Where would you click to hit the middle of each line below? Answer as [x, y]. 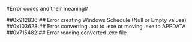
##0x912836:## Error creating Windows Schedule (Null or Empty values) [97, 20]
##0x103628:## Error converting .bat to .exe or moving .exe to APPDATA [96, 26]
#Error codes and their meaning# [47, 9]
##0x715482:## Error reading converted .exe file [67, 33]
